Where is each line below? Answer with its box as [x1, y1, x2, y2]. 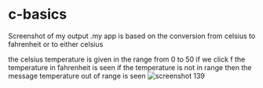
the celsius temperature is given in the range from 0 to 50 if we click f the [8, 55, 246, 64]
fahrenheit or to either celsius [8, 39, 104, 48]
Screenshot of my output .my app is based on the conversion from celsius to [8, 31, 256, 40]
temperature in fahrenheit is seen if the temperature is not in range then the [8, 62, 252, 72]
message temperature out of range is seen [8, 71, 146, 80]
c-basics [8, 5, 68, 23]
